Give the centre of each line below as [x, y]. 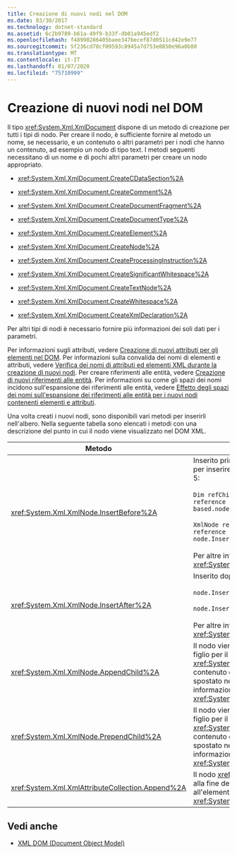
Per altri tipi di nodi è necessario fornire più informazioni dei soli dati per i [114, 329]
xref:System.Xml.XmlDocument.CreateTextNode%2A [94, 288]
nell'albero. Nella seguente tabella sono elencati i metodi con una [102, 423]
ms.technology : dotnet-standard [55, 27]
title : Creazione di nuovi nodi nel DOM [68, 14]
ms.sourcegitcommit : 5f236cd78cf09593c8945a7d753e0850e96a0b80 [102, 47]
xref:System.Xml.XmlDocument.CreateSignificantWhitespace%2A [113, 274]
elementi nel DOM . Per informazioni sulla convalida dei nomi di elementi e [114, 358]
